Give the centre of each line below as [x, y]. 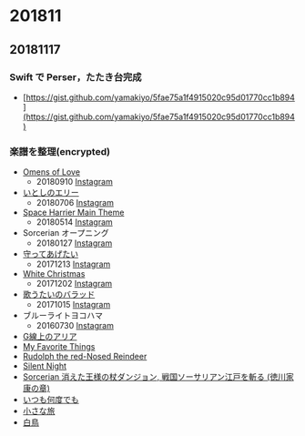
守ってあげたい [51, 254]
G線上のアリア [50, 337]
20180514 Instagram [75, 222]
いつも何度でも [51, 400]
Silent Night [44, 366]
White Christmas [54, 274]
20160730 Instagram [75, 326]
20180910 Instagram [75, 182]
